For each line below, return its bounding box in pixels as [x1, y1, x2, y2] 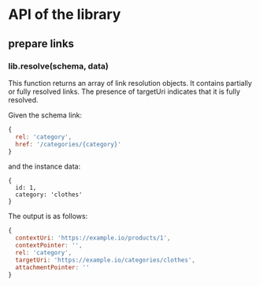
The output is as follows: [8, 211, 88, 221]
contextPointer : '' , [15, 242, 83, 250]
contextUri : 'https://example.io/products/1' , [15, 234, 171, 242]
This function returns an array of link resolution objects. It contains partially [8, 78, 252, 87]
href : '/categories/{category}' [15, 140, 122, 148]
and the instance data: [8, 162, 81, 171]
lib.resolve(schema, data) [8, 61, 109, 72]
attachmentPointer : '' [15, 263, 90, 271]
